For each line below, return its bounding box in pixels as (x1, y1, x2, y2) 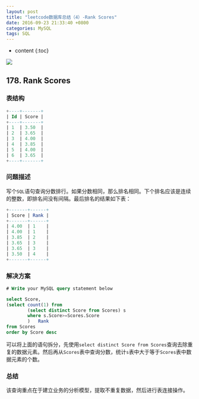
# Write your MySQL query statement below (6, 286, 113, 292)
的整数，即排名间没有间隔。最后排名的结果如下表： (6, 195, 131, 202)
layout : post (6, 8, 39, 15)
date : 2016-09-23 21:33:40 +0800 (6, 20, 89, 26)
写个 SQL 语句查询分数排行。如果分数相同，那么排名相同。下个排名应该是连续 (6, 188, 191, 195)
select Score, (6, 296, 42, 302)
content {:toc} (14, 47, 49, 54)
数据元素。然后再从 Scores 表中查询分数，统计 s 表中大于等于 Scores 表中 (16, 348, 187, 355)
